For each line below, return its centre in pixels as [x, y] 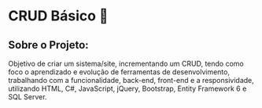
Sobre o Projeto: [48, 45]
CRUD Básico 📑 [58, 16]
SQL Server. [28, 97]
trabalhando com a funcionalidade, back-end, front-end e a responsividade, [131, 80]
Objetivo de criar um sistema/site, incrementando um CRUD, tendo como [126, 63]
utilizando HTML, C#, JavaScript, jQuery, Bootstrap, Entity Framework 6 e [127, 88]
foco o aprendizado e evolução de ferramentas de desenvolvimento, [119, 72]
